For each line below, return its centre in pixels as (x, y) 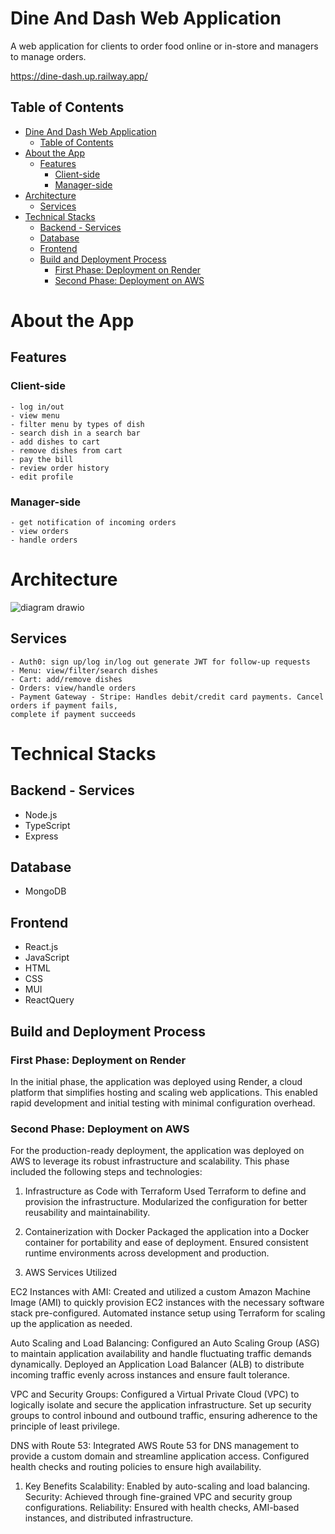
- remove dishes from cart (66, 450)
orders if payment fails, (64, 705)
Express (41, 836)
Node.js (41, 814)
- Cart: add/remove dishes (66, 679)
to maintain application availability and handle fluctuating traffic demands (161, 1354)
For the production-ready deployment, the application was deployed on (157, 1151)
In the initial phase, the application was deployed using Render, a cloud (156, 1081)
